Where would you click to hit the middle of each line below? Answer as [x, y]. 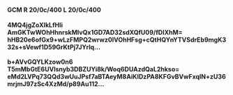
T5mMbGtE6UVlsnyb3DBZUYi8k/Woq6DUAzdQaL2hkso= [93, 69]
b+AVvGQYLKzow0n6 [40, 62]
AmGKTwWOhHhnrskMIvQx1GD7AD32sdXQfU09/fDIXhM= [95, 33]
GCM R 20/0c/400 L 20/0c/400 [54, 10]
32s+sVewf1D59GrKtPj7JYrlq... [54, 47]
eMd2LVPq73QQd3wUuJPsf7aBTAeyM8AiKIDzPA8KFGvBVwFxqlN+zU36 [117, 77]
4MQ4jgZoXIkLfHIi [35, 25]
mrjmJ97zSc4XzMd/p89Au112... [56, 84]
